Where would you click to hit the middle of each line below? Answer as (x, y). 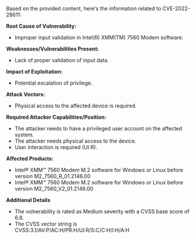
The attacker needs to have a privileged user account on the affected (98, 128)
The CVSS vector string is (46, 224)
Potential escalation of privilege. (53, 83)
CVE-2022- (176, 9)
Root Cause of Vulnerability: (41, 26)
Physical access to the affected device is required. (75, 106)
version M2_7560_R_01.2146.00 (53, 176)
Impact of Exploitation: (34, 72)
